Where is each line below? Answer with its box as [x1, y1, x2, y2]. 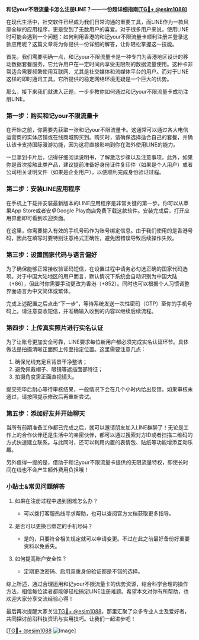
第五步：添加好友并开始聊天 [6, 409, 85, 418]
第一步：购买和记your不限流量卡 [6, 112, 99, 120]
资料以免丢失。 [23, 542, 60, 549]
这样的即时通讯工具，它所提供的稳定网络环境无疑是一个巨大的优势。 [6, 75, 172, 82]
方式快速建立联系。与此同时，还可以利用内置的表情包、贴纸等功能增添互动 [6, 439, 188, 446]
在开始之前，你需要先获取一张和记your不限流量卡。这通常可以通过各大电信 [6, 126, 188, 133]
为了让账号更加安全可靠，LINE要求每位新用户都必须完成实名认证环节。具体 [6, 338, 189, 346]
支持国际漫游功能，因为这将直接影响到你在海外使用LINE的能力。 [21, 141, 179, 148]
